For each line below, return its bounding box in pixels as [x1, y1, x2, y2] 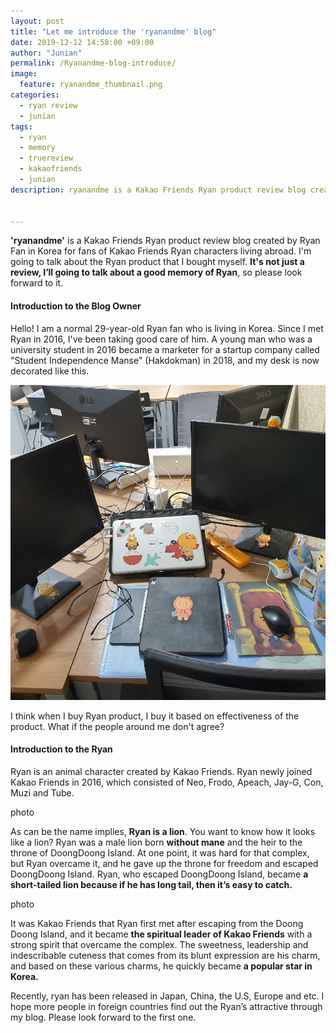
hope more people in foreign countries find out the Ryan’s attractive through [10, 1000, 323, 1012]
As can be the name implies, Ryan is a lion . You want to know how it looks [10, 825, 316, 837]
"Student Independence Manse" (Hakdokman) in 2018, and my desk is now [10, 354, 320, 366]
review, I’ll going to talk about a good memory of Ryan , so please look [10, 266, 303, 279]
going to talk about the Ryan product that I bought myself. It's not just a [10, 256, 305, 268]
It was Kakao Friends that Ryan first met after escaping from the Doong [10, 917, 304, 929]
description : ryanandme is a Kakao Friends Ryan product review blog [10, 185, 307, 195]
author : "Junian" [10, 48, 83, 58]
